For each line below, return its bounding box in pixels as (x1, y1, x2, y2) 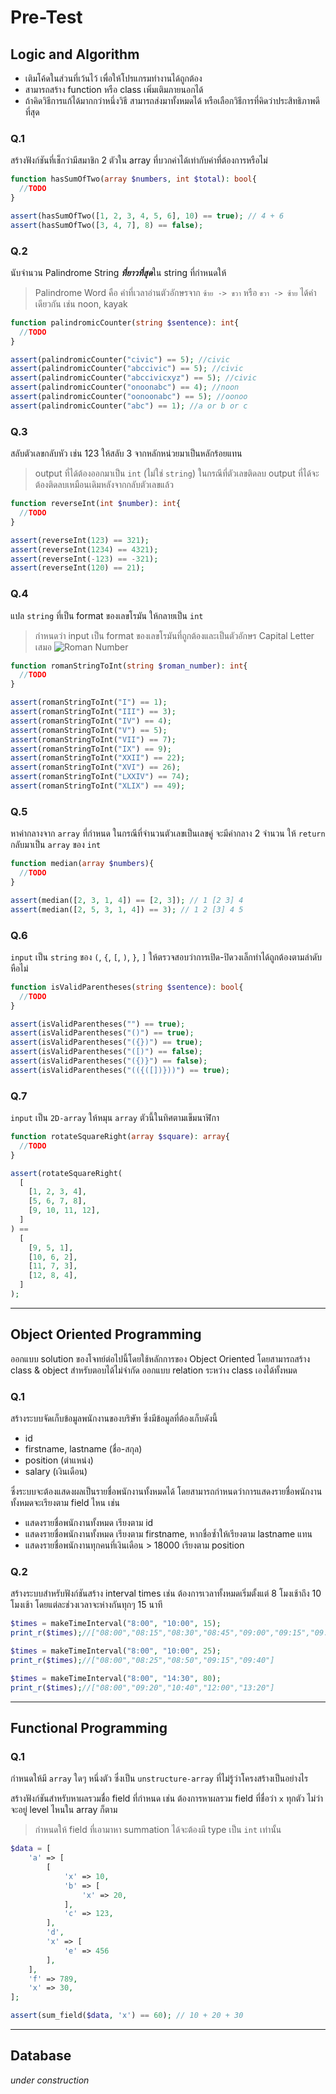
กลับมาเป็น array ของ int (10, 839, 102, 851)
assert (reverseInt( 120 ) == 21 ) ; (10, 563, 145, 573)
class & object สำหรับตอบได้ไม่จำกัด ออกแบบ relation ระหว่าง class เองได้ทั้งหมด (10, 1364, 298, 1376)
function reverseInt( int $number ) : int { (10, 499, 182, 509)
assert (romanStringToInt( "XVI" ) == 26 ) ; (10, 762, 182, 773)
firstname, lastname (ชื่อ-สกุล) (24, 1443, 143, 1455)
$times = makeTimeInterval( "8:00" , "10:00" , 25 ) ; (10, 1646, 222, 1656)
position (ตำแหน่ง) (24, 1454, 94, 1466)
